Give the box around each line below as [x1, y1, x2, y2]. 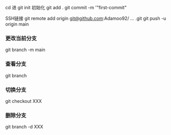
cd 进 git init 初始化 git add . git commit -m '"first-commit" [5, 5, 127, 10]
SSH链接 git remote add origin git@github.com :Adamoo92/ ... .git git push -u [5, 15, 166, 21]
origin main [5, 21, 29, 27]
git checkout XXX [5, 98, 42, 104]
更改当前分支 [5, 35, 37, 42]
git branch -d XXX [5, 124, 43, 130]
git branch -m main [5, 47, 46, 53]
